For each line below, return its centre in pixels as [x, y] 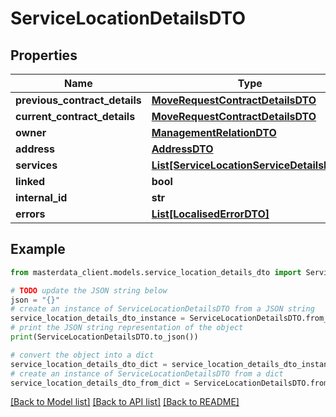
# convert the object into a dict [82, 355]
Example [38, 249]
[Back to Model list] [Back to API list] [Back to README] [125, 402]
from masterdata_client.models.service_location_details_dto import [156, 272]
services [36, 165]
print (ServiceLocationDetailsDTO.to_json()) [104, 337]
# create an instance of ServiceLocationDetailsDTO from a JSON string [162, 309]
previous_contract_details [78, 100]
